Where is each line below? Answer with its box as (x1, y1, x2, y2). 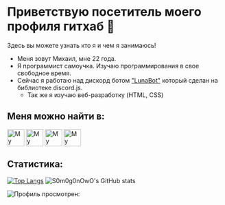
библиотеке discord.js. (16, 83, 83, 92)
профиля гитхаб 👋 (7, 18, 115, 34)
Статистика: (7, 159, 63, 170)
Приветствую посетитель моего (7, 4, 202, 20)
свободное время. (16, 69, 72, 77)
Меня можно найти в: (7, 111, 105, 122)
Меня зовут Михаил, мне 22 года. (16, 54, 117, 62)
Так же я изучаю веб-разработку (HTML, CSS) (27, 90, 164, 99)
